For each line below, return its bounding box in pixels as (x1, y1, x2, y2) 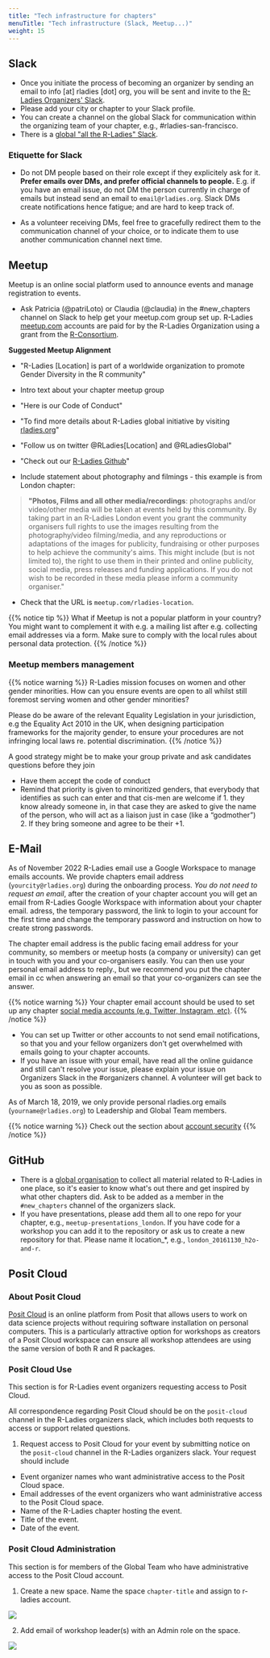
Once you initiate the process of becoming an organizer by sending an (19, 78, 254, 88)
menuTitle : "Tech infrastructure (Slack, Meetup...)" (8, 19, 193, 27)
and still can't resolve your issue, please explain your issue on (19, 1064, 226, 1074)
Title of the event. (19, 1514, 79, 1525)
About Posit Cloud (8, 1291, 81, 1302)
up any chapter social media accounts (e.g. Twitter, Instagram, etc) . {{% (8, 1006, 247, 1016)
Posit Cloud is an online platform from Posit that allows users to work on (8, 1309, 247, 1319)
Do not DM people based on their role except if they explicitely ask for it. (19, 168, 260, 177)
